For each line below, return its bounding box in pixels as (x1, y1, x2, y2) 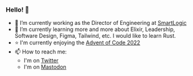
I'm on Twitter (23, 57, 59, 64)
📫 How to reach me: (14, 48, 67, 55)
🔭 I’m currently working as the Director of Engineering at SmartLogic (14, 19, 187, 27)
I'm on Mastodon (23, 63, 67, 71)
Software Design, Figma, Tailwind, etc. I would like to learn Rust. (14, 32, 177, 40)
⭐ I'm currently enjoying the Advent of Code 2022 (14, 39, 140, 46)
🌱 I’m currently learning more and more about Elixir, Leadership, (14, 26, 175, 33)
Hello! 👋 (5, 5, 30, 14)
